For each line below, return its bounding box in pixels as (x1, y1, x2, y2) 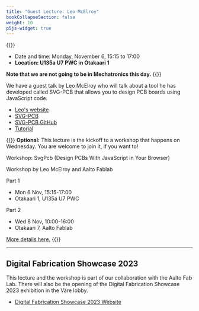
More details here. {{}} (6, 236, 61, 243)
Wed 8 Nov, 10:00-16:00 (14, 218, 74, 225)
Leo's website (14, 106, 49, 113)
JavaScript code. (6, 95, 48, 102)
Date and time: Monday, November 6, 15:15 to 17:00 (14, 53, 140, 60)
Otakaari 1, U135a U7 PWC (14, 195, 79, 202)
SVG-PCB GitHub (14, 119, 57, 126)
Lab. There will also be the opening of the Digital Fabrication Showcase (6, 281, 180, 288)
